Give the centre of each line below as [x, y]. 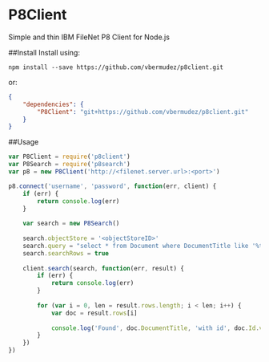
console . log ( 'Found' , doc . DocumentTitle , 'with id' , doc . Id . [155, 328]
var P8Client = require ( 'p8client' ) [69, 157]
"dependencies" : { [53, 104]
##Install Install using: [44, 52]
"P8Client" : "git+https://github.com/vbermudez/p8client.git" [143, 112]
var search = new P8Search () [71, 224]
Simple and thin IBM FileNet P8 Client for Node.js [89, 37]
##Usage [24, 142]
